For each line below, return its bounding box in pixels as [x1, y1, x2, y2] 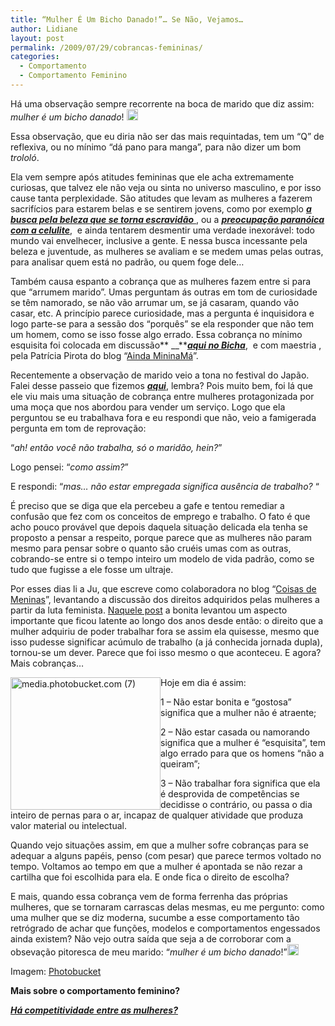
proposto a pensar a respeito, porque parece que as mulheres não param [10, 531, 313, 543]
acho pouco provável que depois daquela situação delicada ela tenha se [10, 521, 308, 533]
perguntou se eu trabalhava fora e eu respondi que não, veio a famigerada [10, 411, 317, 423]
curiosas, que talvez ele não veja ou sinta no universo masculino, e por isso [10, 181, 322, 193]
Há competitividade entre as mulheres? [10, 1004, 179, 1016]
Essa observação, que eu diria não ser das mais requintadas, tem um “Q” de [10, 130, 325, 142]
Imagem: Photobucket [10, 965, 102, 977]
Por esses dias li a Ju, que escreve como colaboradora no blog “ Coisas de [10, 582, 317, 595]
